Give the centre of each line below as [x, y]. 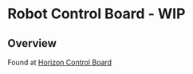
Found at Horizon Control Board [60, 62]
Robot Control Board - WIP [96, 14]
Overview [32, 43]
